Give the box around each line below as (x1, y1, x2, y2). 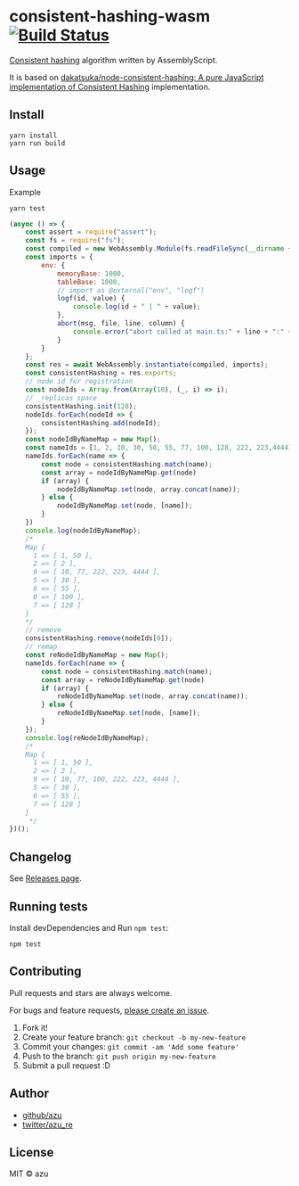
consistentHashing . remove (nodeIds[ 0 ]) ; (25, 634, 174, 643)
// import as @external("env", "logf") (56, 285, 205, 295)
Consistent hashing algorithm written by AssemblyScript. (9, 54, 218, 65)
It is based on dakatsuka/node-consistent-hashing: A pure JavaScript (9, 71, 264, 82)
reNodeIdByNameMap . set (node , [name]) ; (56, 709, 201, 718)
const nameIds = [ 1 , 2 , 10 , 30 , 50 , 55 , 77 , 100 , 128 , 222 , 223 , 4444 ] (25, 443, 293, 452)
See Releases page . (9, 873, 83, 884)
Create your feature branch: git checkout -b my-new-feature (21, 1032, 246, 1042)
